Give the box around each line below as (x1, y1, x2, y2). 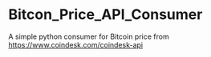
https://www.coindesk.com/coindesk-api (8, 40, 143, 49)
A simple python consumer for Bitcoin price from (8, 32, 170, 41)
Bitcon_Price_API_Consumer (8, 6, 203, 24)
